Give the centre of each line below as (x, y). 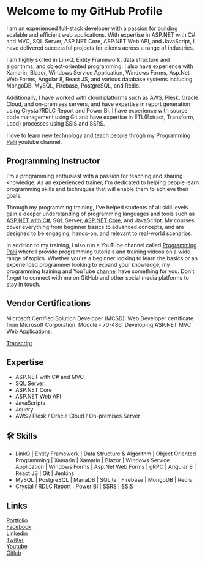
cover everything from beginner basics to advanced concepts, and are (95, 227)
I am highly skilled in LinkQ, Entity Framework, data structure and (88, 59)
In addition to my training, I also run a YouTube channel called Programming (102, 245)
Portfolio (17, 520)
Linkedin (17, 533)
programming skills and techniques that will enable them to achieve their (98, 189)
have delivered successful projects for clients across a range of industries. (100, 48)
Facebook (19, 527)
